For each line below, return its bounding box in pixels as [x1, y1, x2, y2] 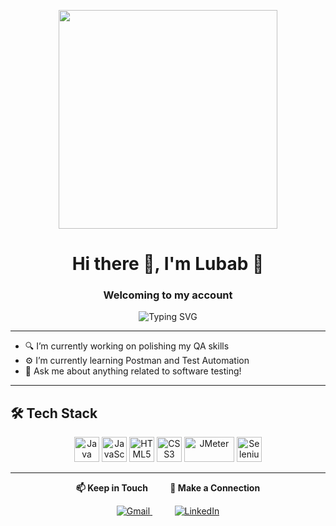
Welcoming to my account [103, 288, 233, 302]
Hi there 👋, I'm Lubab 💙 [71, 253, 265, 275]
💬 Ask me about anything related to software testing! [24, 365, 242, 377]
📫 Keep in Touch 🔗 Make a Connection [75, 482, 261, 494]
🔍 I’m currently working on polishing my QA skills [24, 340, 230, 352]
